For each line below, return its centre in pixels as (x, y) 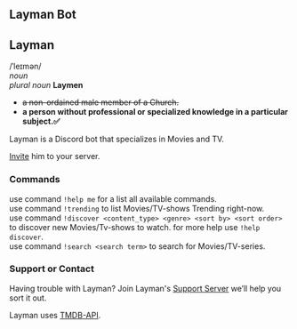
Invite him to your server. (55, 156)
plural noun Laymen (46, 85)
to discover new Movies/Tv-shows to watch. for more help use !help (135, 227)
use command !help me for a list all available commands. (113, 198)
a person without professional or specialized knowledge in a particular (155, 112)
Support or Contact (52, 269)
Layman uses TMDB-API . (55, 315)
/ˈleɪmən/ (25, 67)
